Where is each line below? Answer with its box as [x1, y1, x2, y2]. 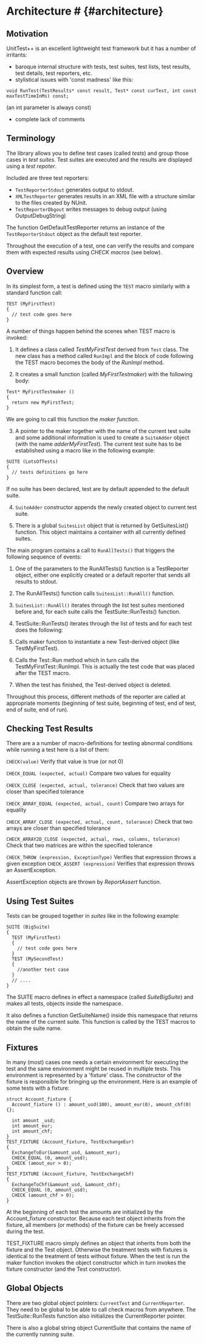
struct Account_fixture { [6, 1096, 72, 1103]
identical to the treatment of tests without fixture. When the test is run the [6, 1253, 190, 1260]
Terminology [6, 133, 56, 144]
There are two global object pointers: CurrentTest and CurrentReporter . [6, 1299, 185, 1306]
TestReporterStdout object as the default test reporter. [6, 230, 143, 237]
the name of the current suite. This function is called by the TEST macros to [6, 1018, 195, 1026]
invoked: [6, 334, 28, 341]
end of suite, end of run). [6, 706, 69, 713]
